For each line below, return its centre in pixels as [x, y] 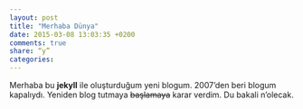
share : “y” [30, 51]
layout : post [34, 18]
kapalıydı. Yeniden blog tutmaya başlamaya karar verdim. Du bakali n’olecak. [151, 95]
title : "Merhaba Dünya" [54, 26]
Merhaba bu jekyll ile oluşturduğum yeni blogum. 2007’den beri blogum [143, 85]
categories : [32, 59]
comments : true [38, 43]
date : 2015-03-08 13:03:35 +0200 [72, 34]
